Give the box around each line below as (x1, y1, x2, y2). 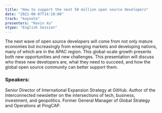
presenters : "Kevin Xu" (5, 20, 53, 26)
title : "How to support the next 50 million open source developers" (5, 7, 149, 12)
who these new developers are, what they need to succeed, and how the (5, 59, 151, 65)
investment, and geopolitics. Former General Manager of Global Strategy (5, 97, 150, 103)
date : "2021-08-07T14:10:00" (5, 12, 64, 16)
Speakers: (5, 76, 30, 83)
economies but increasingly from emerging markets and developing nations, (5, 44, 158, 49)
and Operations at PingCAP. (5, 103, 61, 109)
